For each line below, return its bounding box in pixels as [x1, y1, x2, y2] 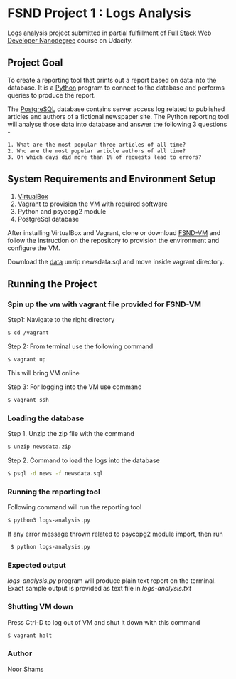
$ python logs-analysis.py [10, 544, 91, 551]
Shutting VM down [7, 602, 73, 612]
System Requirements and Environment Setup [7, 173, 216, 185]
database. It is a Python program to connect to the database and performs [7, 83, 225, 92]
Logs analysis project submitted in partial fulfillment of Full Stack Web [7, 28, 212, 37]
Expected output [7, 560, 66, 570]
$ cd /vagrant [7, 329, 50, 336]
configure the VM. [7, 244, 60, 252]
